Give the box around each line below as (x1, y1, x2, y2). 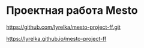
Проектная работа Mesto (6, 4, 138, 17)
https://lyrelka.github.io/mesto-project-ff (6, 35, 107, 42)
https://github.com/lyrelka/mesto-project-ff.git (6, 23, 121, 31)
